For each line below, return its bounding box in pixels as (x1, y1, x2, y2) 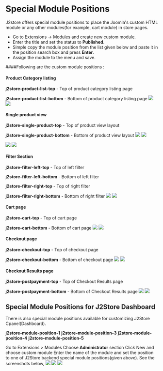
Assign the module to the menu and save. (12, 54, 96, 60)
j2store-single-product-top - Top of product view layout (5, 123, 120, 128)
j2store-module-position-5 (28, 335, 84, 341)
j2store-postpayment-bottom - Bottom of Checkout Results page (5, 289, 138, 294)
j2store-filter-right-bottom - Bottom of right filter (5, 193, 105, 199)
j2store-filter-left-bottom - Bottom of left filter (5, 173, 99, 180)
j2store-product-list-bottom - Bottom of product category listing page (5, 96, 147, 102)
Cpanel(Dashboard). (5, 321, 47, 326)
